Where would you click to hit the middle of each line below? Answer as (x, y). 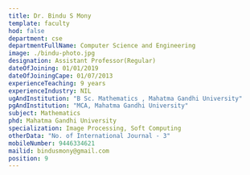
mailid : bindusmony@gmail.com (59, 151)
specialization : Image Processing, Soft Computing (95, 128)
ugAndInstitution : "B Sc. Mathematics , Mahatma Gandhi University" (125, 98)
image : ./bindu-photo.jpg (51, 53)
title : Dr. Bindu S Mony (50, 16)
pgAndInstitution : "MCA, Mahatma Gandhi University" (98, 106)
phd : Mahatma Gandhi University (62, 121)
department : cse (35, 38)
